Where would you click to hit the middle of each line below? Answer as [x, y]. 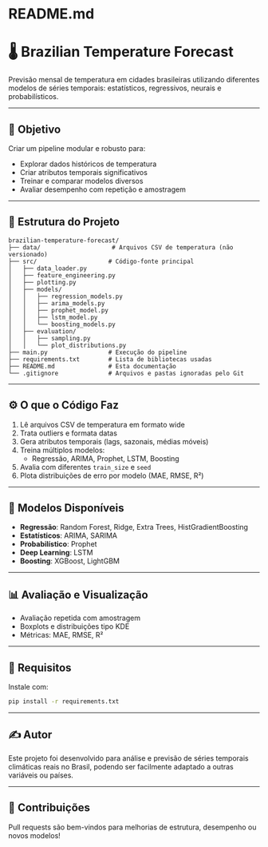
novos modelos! [35, 835]
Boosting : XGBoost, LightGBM [69, 561]
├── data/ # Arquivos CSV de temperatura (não [121, 247]
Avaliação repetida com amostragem [80, 618]
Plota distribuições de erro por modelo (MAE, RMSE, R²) [112, 475]
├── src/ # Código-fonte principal [101, 261]
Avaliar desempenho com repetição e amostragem [102, 189]
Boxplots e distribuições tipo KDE [75, 626]
